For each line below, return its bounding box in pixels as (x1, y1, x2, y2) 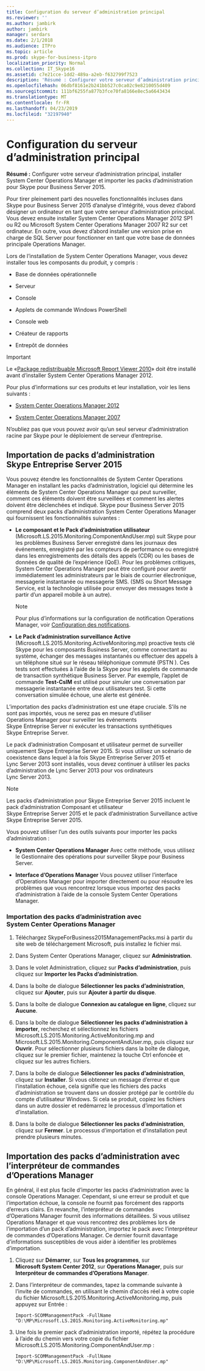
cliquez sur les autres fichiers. (15, 1058, 92, 1065)
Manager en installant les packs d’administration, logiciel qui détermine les (6, 482, 193, 489)
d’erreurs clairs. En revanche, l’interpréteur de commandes (6, 1206, 154, 1213)
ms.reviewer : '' (6, 15, 48, 21)
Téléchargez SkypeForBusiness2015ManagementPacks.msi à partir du (15, 934, 193, 941)
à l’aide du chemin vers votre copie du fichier (15, 1335, 129, 1342)
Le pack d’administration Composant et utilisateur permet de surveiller (6, 741, 183, 748)
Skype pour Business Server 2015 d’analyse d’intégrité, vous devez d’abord (6, 202, 196, 209)
